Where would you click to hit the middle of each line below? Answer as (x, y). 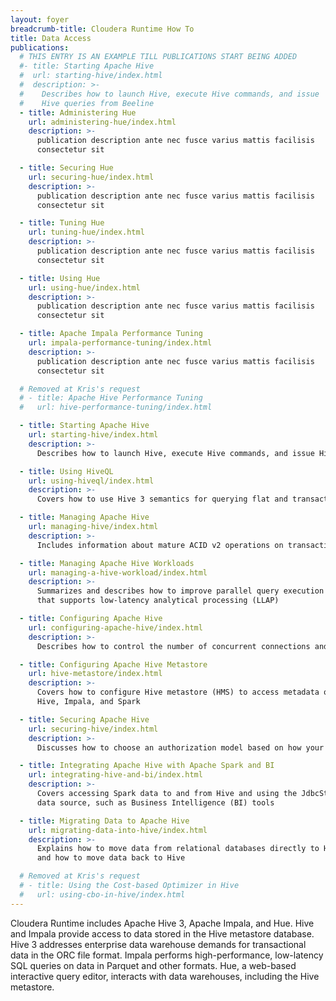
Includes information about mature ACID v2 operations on (160, 545)
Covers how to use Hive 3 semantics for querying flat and (162, 499)
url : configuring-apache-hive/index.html (115, 627)
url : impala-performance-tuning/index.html (120, 343)
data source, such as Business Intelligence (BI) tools (155, 802)
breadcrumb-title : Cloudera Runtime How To (102, 29)
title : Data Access (51, 38)
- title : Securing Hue (66, 168)
